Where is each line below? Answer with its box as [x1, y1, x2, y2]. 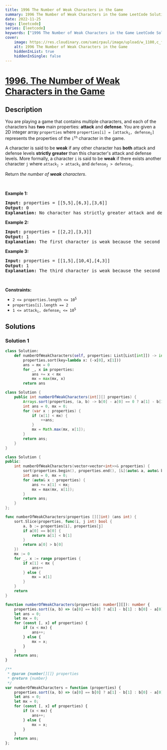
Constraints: [5, 287, 32, 293]
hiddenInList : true [14, 49, 55, 54]
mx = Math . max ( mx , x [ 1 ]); [31, 427, 85, 432]
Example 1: [5, 190, 28, 197]
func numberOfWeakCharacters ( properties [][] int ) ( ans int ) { [5, 514, 137, 519]
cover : [5, 35, 19, 40]
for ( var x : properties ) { [23, 408, 81, 413]
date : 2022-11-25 [5, 16, 41, 21]
